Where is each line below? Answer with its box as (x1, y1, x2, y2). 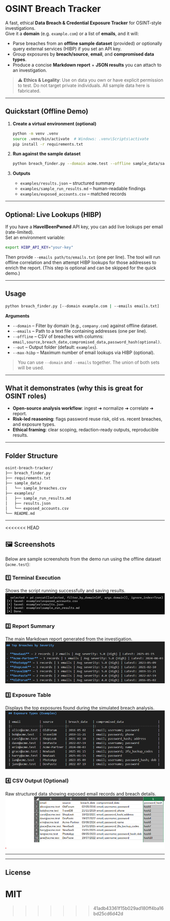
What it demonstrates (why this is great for (5, 384, 143, 392)
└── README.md (5, 511, 35, 516)
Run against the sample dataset (12, 151, 81, 157)
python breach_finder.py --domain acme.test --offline (12, 161, 131, 166)
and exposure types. (12, 421, 56, 427)
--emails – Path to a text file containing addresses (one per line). (12, 328, 148, 334)
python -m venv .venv (12, 131, 58, 136)
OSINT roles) (5, 392, 47, 401)
